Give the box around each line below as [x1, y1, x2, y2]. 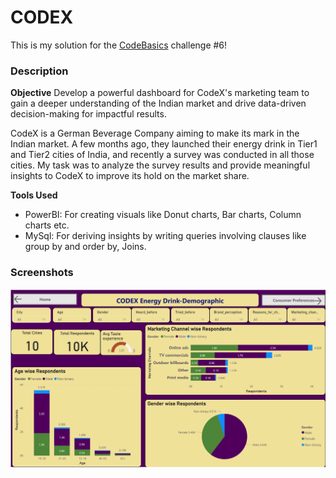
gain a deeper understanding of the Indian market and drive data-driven [10, 97, 307, 110]
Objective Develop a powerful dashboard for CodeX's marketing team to [10, 87, 310, 99]
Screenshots [10, 266, 74, 280]
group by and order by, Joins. [24, 241, 147, 253]
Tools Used [10, 189, 58, 201]
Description [10, 64, 69, 78]
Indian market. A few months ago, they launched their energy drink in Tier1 [10, 138, 318, 150]
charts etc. [24, 219, 70, 231]
